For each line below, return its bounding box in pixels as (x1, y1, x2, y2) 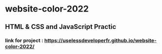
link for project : (5, 37, 43, 44)
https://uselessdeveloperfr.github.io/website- (44, 37, 157, 44)
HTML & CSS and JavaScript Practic (5, 23, 116, 31)
